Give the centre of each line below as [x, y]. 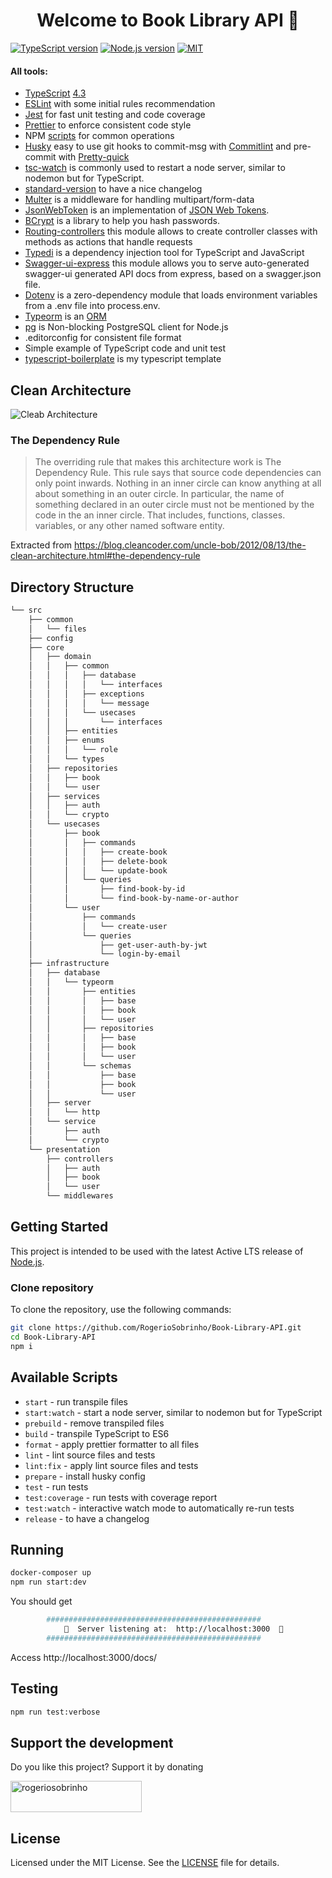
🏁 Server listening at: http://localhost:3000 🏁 [173, 1629]
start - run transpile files [76, 1401]
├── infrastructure [69, 964]
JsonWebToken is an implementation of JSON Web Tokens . [147, 210]
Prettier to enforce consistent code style [108, 125]
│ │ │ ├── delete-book [98, 861]
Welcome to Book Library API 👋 [168, 20]
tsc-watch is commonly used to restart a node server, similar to [155, 168]
